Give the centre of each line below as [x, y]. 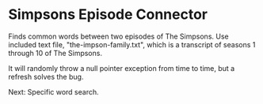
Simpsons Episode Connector [108, 15]
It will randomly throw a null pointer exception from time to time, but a [122, 68]
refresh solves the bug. [46, 76]
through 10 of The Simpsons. [55, 53]
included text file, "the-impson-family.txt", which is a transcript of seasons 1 [132, 44]
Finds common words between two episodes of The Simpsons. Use [118, 36]
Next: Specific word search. [53, 91]
